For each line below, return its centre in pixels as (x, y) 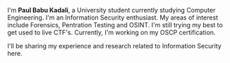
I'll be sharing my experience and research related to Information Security (115, 46)
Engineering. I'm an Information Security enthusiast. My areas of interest (113, 17)
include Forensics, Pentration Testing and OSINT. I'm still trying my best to (115, 25)
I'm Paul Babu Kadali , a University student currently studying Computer (111, 10)
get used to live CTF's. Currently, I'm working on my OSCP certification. (111, 32)
